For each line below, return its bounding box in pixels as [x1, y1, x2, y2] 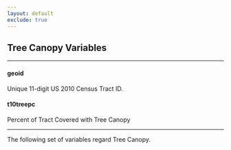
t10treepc [7, 100, 36, 109]
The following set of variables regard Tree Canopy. [7, 135, 151, 143]
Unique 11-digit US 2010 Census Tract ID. [7, 84, 124, 93]
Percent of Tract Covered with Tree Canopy [7, 115, 131, 124]
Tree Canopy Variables [7, 42, 107, 54]
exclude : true [7, 17, 48, 23]
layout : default [7, 10, 54, 17]
